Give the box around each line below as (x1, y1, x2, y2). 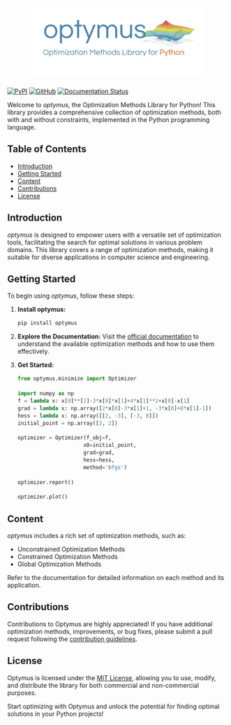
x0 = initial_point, (83, 442, 137, 449)
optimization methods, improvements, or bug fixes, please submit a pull (7, 627, 213, 635)
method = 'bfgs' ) (83, 464, 128, 471)
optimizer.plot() (17, 493, 68, 501)
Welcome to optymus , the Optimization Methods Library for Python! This (7, 100, 216, 109)
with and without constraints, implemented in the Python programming (7, 115, 210, 124)
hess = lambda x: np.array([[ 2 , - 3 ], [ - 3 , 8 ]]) (17, 412, 159, 419)
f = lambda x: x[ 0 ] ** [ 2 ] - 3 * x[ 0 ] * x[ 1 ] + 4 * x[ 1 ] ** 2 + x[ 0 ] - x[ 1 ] (17, 397, 190, 404)
